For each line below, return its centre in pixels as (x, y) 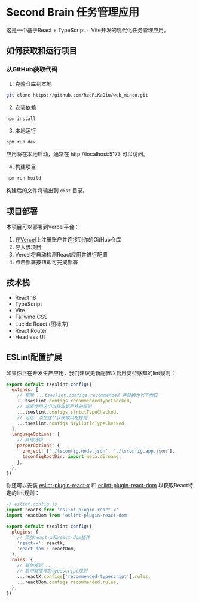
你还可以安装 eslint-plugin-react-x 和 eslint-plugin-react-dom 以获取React (97, 486)
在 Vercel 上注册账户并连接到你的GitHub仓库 (68, 239)
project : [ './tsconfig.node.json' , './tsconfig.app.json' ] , (98, 451)
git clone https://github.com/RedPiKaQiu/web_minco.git (77, 95)
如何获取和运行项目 (42, 51)
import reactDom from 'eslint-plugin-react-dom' (68, 516)
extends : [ (25, 390)
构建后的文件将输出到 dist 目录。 (47, 191)
